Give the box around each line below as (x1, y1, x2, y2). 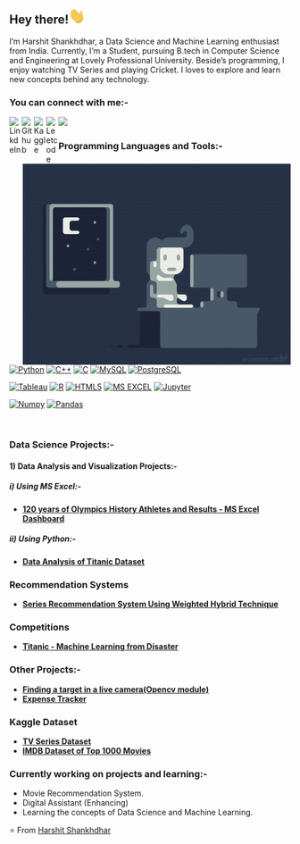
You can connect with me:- (9, 96, 129, 108)
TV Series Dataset (21, 736, 92, 747)
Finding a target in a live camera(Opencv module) (21, 683, 210, 695)
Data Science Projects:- (9, 439, 114, 451)
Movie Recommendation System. (21, 788, 145, 798)
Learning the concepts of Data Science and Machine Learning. (21, 807, 254, 818)
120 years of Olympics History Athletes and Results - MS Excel (21, 504, 260, 514)
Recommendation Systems (9, 578, 129, 590)
